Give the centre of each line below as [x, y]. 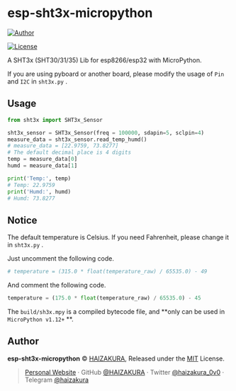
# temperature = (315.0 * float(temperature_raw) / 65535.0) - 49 [107, 272]
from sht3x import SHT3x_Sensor [55, 120]
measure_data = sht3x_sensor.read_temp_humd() [77, 140]
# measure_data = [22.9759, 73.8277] [63, 146]
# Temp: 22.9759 [31, 185]
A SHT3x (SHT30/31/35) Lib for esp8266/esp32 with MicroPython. [105, 60]
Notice [22, 220]
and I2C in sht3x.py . [37, 81]
